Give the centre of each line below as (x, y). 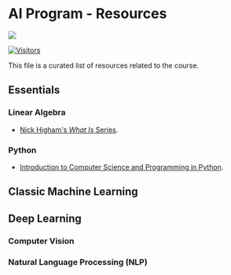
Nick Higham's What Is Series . (69, 130)
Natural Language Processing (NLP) (78, 262)
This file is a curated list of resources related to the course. (103, 65)
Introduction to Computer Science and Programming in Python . (121, 167)
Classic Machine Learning (73, 192)
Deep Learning (45, 218)
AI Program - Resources (88, 14)
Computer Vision (41, 240)
